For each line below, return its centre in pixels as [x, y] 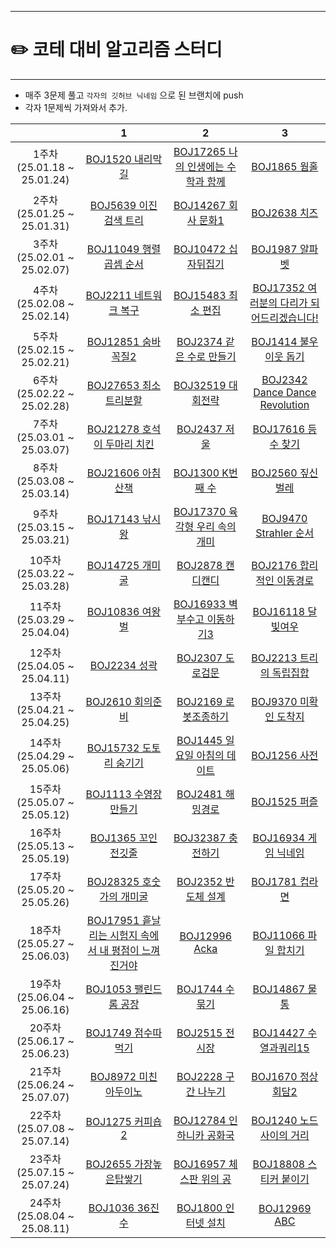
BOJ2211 [108, 295]
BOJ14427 [279, 1033]
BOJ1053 [108, 989]
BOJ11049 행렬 [124, 249]
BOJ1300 [196, 473]
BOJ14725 [113, 565]
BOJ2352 [199, 881]
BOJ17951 [113, 920]
